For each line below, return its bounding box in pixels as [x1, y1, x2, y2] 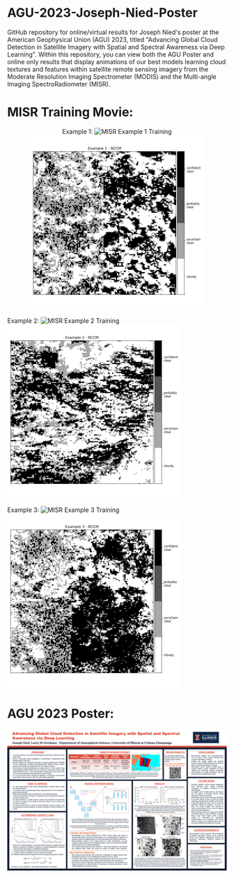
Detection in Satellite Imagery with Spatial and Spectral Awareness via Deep [7, 43, 225, 51]
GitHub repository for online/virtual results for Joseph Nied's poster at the [7, 28, 219, 36]
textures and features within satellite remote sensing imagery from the [7, 65, 209, 73]
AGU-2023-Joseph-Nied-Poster [7, 5, 198, 21]
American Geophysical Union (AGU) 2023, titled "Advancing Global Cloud [7, 35, 218, 43]
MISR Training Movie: [7, 105, 134, 120]
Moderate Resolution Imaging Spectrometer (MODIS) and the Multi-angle [7, 72, 217, 81]
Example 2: [7, 316, 40, 325]
